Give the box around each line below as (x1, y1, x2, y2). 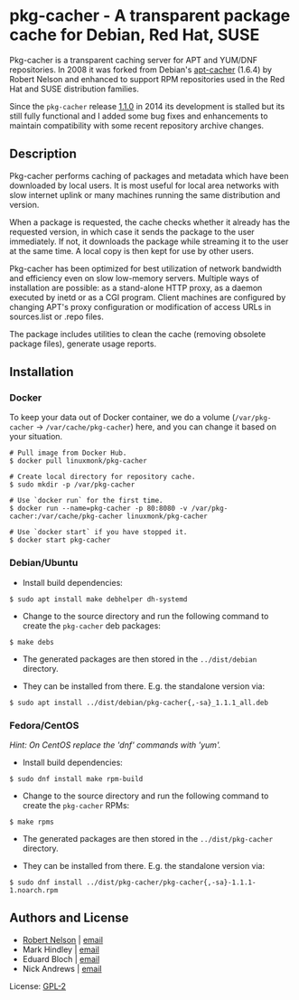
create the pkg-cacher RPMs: (22, 800, 130, 811)
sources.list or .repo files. (9, 311, 104, 322)
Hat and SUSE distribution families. (9, 83, 140, 94)
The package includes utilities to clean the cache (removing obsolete (9, 328, 266, 339)
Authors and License (9, 910, 129, 926)
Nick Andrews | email (22, 963, 102, 974)
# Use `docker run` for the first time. (9, 496, 164, 505)
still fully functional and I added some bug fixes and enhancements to (9, 110, 268, 121)
